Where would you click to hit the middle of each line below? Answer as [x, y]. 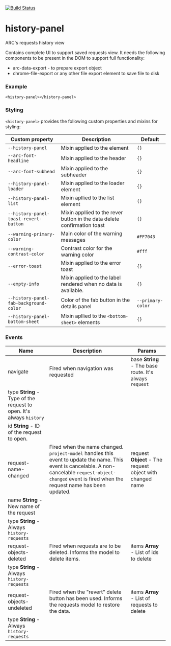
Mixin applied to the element [95, 148]
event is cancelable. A [75, 466]
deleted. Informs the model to [84, 552]
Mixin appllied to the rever [92, 212]
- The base [144, 365]
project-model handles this [81, 453]
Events [14, 337]
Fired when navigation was [81, 368]
